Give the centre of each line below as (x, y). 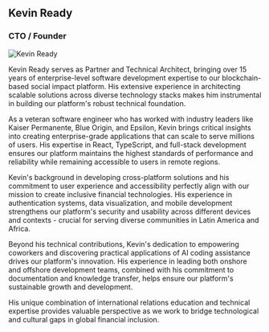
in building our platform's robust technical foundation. (97, 103)
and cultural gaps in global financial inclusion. (84, 319)
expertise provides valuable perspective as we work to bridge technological (134, 311)
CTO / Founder (37, 36)
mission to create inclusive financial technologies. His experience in (120, 194)
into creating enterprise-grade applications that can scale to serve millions (132, 136)
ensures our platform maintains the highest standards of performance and (131, 153)
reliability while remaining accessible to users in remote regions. (114, 162)
